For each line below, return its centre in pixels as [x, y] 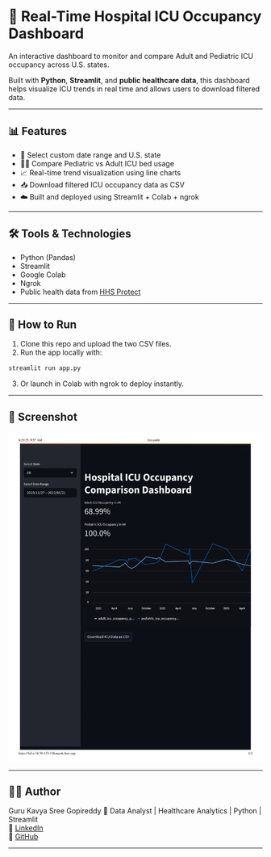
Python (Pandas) [48, 257]
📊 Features [38, 131]
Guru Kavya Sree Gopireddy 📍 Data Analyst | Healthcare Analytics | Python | [135, 811]
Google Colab [43, 275]
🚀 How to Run [43, 324]
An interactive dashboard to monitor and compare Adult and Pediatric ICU [131, 56]
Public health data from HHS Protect [80, 292]
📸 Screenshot [43, 416]
